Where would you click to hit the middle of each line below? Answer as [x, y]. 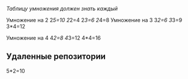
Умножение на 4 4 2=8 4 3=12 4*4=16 [53, 38]
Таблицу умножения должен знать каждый [62, 9]
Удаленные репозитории [56, 57]
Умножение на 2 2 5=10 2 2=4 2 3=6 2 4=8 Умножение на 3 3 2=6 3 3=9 [94, 20]
